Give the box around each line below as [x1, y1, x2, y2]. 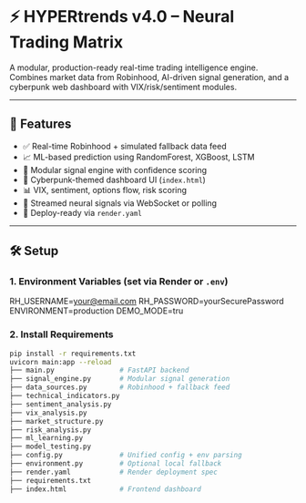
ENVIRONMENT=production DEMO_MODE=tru [9, 305, 184, 316]
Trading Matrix [9, 32, 124, 53]
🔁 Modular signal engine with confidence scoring [22, 164, 208, 175]
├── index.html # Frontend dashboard [9, 484, 202, 494]
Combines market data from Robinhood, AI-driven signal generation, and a [9, 71, 290, 82]
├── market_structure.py [9, 416, 104, 426]
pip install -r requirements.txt [9, 349, 137, 358]
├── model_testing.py [9, 442, 92, 451]
